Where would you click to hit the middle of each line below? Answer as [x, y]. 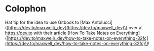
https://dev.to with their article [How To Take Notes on [60, 33]
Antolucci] [102, 22]
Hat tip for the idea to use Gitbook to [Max [48, 22]
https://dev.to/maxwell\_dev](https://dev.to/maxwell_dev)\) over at [76, 27]
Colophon [26, 9]
